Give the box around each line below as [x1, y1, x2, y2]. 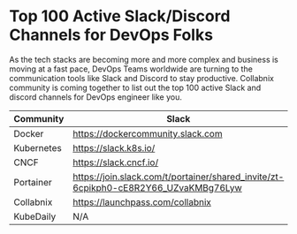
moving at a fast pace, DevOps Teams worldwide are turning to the [9, 64, 254, 74]
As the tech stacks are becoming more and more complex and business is [9, 54, 278, 64]
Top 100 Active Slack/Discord [9, 6, 231, 26]
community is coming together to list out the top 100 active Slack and [9, 82, 262, 93]
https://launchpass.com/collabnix [72, 196, 212, 208]
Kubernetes [13, 141, 62, 154]
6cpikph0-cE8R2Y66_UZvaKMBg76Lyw [72, 181, 243, 193]
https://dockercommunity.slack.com [72, 127, 223, 140]
